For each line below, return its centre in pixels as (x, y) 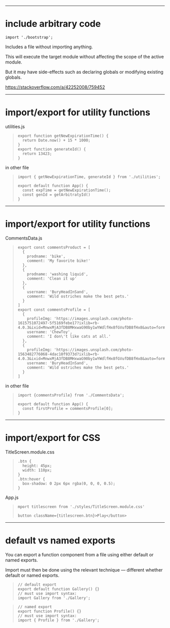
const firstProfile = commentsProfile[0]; (68, 408)
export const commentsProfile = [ (54, 310)
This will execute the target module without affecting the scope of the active (85, 56)
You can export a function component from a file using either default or (79, 554)
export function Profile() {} (50, 611)
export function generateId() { (52, 149)
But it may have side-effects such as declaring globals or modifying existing (84, 72)
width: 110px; (37, 470)
